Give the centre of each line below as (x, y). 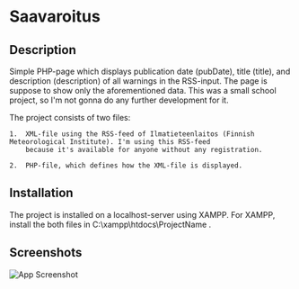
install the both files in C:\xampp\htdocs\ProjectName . (110, 224)
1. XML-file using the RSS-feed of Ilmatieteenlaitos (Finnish (132, 134)
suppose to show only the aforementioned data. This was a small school (143, 90)
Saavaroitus (55, 17)
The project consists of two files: (70, 117)
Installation (41, 193)
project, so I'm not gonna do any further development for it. (119, 100)
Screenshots (46, 253)
